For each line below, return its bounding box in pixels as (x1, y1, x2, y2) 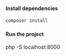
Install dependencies (5, 5, 58, 12)
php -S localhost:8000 (5, 44, 60, 51)
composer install (5, 18, 48, 24)
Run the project (5, 30, 44, 38)
